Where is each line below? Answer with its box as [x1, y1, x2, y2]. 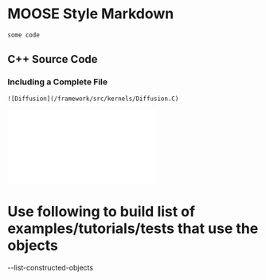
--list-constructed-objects [7, 262, 93, 272]
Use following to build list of [7, 202, 196, 220]
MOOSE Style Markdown [7, 5, 174, 23]
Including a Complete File [7, 76, 108, 87]
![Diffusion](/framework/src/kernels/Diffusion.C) [7, 95, 179, 103]
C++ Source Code [7, 52, 98, 66]
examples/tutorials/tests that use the [7, 220, 259, 237]
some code [7, 31, 41, 39]
